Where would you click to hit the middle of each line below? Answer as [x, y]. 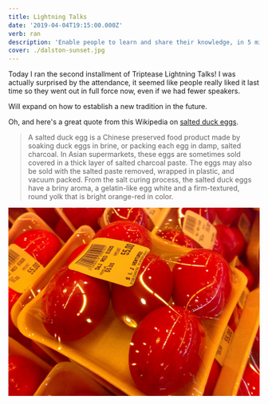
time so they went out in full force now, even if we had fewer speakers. [124, 91]
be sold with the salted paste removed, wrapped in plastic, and [131, 171]
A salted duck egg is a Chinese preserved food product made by [134, 137]
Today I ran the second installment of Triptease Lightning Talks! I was [122, 74]
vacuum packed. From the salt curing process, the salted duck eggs [140, 180]
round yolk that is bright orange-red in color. [100, 197]
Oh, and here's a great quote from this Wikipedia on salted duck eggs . [124, 122]
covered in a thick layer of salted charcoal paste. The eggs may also [140, 163]
